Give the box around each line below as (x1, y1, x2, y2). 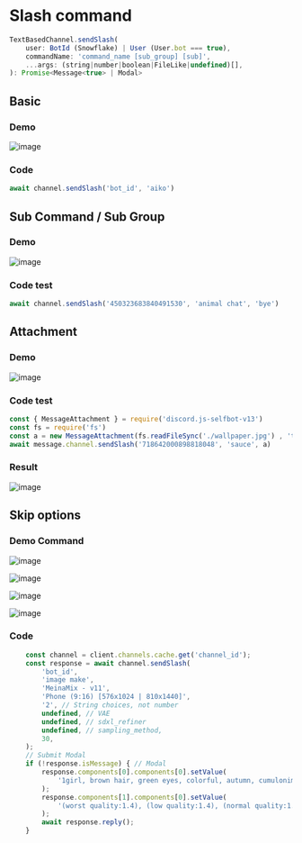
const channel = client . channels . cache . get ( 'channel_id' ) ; (25, 650, 252, 659)
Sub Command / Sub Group (9, 209, 165, 224)
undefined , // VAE (41, 709, 111, 718)
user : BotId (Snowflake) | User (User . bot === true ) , (25, 43, 231, 52)
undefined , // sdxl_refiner (41, 717, 147, 726)
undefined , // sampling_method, (41, 726, 164, 735)
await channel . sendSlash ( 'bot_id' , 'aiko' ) (9, 184, 175, 194)
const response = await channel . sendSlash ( (25, 658, 191, 667)
